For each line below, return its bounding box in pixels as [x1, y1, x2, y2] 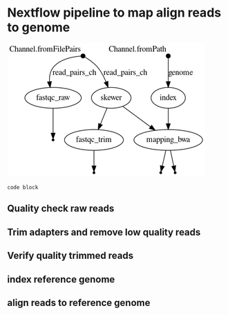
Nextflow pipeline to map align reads [7, 5, 222, 21]
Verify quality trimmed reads [7, 250, 133, 262]
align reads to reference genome [7, 296, 151, 309]
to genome [7, 19, 70, 35]
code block [7, 183, 39, 191]
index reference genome [7, 273, 115, 285]
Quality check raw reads [7, 203, 115, 215]
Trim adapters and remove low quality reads [7, 226, 201, 238]
